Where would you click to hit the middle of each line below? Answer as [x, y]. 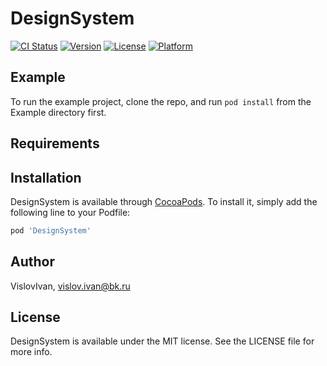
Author [32, 262]
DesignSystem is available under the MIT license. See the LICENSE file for [162, 341]
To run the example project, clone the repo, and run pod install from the [161, 101]
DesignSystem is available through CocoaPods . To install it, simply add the [164, 201]
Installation [46, 177]
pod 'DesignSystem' [51, 230]
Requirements [55, 143]
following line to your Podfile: [70, 212]
